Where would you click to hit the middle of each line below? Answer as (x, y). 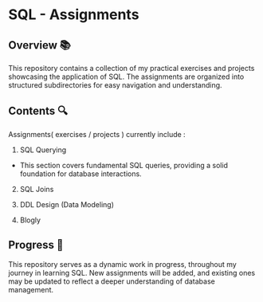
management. (31, 289)
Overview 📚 (40, 45)
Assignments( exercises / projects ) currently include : (97, 134)
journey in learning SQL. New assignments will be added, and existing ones (132, 273)
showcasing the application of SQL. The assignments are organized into (126, 76)
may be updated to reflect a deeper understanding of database (112, 281)
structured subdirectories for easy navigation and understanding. (115, 85)
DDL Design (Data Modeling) (67, 204)
